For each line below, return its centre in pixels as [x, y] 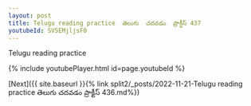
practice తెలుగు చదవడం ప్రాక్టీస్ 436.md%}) [74, 92]
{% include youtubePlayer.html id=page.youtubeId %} [97, 69]
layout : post [30, 16]
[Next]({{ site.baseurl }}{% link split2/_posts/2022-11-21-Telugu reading [125, 84]
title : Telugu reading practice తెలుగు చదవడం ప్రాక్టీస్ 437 [105, 23]
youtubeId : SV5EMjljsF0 [48, 30]
